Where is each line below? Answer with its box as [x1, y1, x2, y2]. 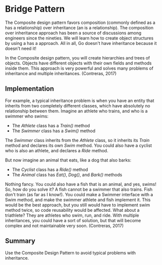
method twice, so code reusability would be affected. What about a [5, 207, 140, 213]
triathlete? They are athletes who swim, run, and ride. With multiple [5, 212, 140, 218]
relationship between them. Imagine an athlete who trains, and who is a [5, 108, 148, 114]
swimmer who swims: [5, 113, 49, 119]
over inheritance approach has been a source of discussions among [5, 30, 142, 36]
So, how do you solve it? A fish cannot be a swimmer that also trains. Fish [5, 186, 153, 192]
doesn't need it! [5, 45, 36, 51]
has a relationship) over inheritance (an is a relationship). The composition [5, 24, 154, 30]
